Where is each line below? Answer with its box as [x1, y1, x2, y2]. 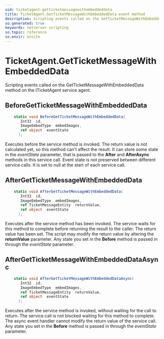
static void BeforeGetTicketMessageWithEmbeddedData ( [14, 114, 125, 119]
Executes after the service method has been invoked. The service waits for [5, 221, 156, 227]
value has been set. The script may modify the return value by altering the [5, 231, 154, 237]
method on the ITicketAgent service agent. [5, 87, 91, 93]
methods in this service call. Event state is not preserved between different [5, 157, 156, 163]
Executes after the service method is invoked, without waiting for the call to [5, 308, 157, 314]
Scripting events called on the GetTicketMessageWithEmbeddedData [5, 82, 144, 88]
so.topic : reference [5, 30, 47, 35]
